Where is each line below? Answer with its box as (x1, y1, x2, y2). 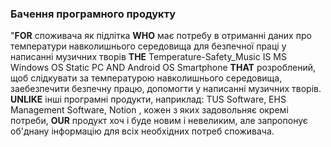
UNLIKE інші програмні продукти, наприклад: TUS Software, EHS (10, 93, 287, 106)
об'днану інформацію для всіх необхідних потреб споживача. (10, 125, 275, 137)
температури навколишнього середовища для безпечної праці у (10, 40, 287, 52)
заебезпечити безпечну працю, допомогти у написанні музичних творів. (10, 83, 322, 95)
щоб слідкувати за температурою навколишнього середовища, (10, 72, 283, 84)
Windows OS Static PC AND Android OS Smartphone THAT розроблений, (10, 62, 317, 74)
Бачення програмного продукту (10, 7, 177, 21)
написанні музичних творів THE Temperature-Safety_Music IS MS (10, 51, 287, 63)
